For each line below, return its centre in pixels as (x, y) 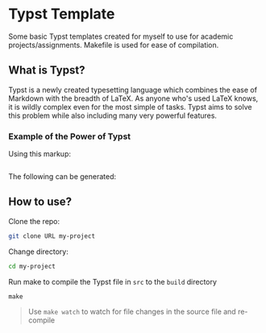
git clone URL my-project (52, 236)
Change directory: (38, 252)
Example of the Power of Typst (70, 136)
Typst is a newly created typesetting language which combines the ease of (133, 89)
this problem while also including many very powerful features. (113, 115)
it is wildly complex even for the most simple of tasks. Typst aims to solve (130, 106)
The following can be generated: (62, 177)
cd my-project (32, 266)
